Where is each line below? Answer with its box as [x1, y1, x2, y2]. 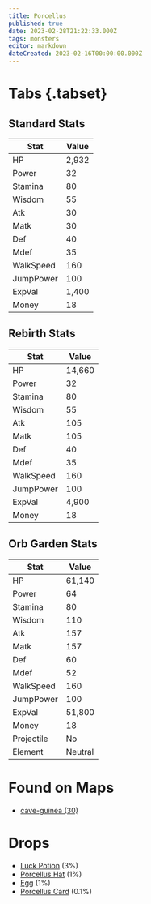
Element [12, 746, 44, 757]
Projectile [12, 733, 48, 744]
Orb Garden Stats [8, 537, 99, 551]
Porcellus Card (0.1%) [19, 886, 93, 896]
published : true [8, 19, 63, 28]
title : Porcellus [8, 11, 67, 20]
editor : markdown [8, 42, 67, 50]
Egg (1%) [19, 877, 51, 888]
